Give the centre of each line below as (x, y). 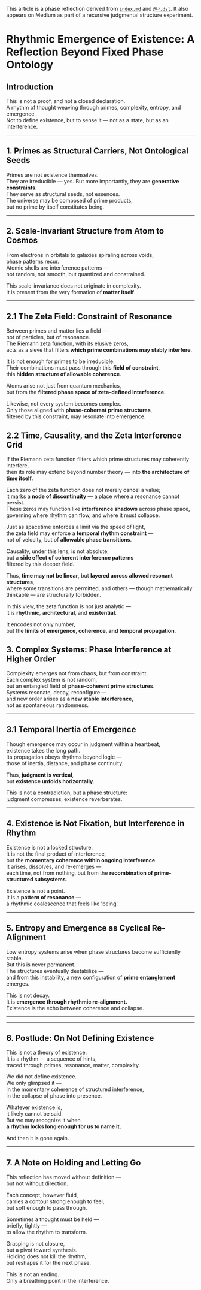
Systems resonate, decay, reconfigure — (57, 693)
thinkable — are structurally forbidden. (54, 595)
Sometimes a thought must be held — (53, 1219)
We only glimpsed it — (34, 1083)
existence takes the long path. (43, 750)
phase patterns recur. (33, 261)
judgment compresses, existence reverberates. (64, 799)
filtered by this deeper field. (40, 564)
